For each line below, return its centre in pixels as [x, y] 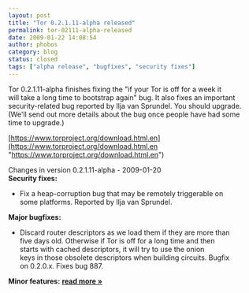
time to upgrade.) [36, 122]
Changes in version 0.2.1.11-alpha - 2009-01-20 [85, 169]
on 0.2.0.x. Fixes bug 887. [61, 265]
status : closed [33, 60]
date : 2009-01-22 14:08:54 [52, 37]
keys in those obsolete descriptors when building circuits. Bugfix [124, 258]
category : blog [33, 52]
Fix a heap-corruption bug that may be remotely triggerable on [121, 193]
